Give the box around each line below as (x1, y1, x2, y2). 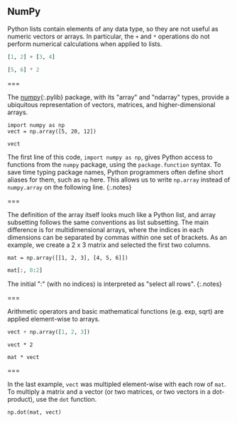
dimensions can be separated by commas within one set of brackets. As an (7, 234, 227, 242)
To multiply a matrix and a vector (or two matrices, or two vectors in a (7, 388, 211, 396)
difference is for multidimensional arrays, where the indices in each (7, 226, 204, 234)
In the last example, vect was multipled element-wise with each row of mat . (7, 380, 226, 389)
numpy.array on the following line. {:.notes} (7, 183, 132, 192)
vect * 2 (7, 341, 33, 348)
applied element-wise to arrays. (7, 315, 101, 324)
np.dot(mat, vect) (7, 409, 62, 416)
